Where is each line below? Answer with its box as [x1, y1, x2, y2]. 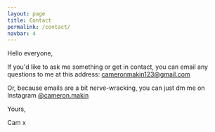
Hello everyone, [7, 49, 53, 58]
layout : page [7, 10, 46, 18]
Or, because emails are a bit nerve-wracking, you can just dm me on [7, 84, 205, 92]
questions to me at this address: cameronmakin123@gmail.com [7, 70, 191, 79]
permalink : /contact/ [7, 23, 71, 30]
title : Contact [7, 17, 52, 24]
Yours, [7, 105, 26, 113]
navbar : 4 [7, 29, 37, 37]
